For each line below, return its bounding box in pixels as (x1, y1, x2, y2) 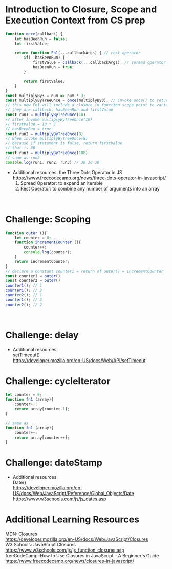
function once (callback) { (5, 31, 63, 36)
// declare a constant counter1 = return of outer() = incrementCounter (5, 269, 164, 274)
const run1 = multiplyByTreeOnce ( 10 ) (5, 112, 86, 118)
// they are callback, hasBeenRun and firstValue (5, 107, 114, 112)
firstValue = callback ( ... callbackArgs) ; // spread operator (32, 60, 166, 65)
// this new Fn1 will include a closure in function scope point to (5, 103, 155, 108)
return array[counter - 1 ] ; (14, 407, 70, 412)
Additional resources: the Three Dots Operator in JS (12, 169, 122, 175)
